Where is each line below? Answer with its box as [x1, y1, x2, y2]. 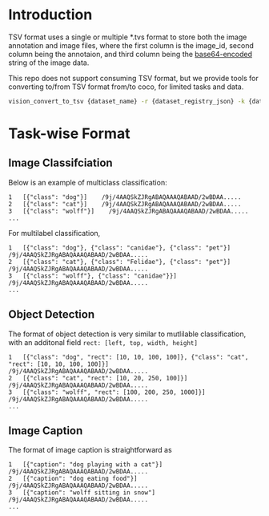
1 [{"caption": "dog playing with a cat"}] [8, 461, 163, 469]
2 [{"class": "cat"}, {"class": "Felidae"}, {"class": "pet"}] [8, 258, 231, 266]
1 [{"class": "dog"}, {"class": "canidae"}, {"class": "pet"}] [8, 243, 231, 252]
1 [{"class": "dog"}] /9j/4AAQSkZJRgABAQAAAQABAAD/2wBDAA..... [8, 193, 242, 201]
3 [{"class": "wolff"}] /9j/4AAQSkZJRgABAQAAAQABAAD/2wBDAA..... [8, 207, 249, 215]
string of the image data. [8, 58, 90, 67]
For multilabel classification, [8, 228, 101, 238]
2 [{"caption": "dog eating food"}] [8, 475, 138, 483]
